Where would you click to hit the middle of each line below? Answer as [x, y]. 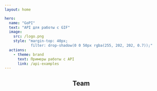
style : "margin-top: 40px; [41, 41]
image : [16, 32]
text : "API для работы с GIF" [39, 27]
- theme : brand [29, 55]
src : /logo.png [29, 36]
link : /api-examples [38, 64]
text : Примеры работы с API [46, 59]
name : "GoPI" [22, 23]
